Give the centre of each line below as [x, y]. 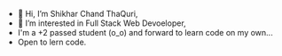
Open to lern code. [52, 42]
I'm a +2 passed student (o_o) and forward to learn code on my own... [145, 32]
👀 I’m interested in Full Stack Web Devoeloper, [102, 23]
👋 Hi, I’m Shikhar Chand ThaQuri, [78, 14]
